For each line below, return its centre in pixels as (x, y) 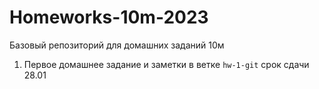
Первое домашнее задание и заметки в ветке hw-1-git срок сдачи (166, 64)
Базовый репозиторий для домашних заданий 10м (117, 45)
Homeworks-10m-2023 (109, 17)
